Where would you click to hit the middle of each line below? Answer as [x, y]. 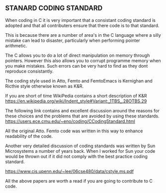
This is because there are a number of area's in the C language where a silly [83, 35]
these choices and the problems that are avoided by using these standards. [83, 116]
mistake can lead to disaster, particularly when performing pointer [73, 40]
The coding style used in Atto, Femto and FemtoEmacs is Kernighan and [79, 81]
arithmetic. [16, 46]
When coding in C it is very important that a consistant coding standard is [80, 20]
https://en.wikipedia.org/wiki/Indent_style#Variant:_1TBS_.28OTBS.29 [76, 101]
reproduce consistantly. [29, 71]
